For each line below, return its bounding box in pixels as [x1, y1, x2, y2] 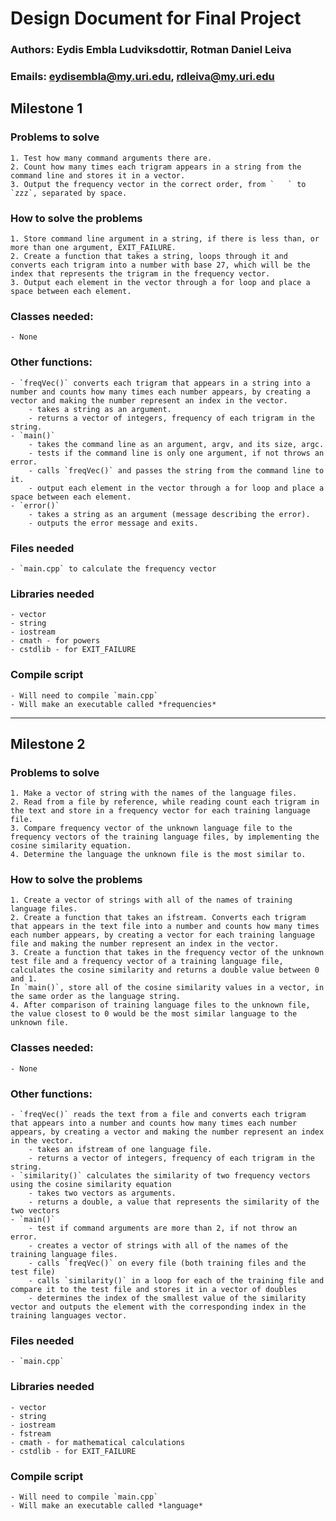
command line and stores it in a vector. [10, 170, 186, 181]
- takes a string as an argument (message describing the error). [28, 509, 311, 519]
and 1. [10, 974, 38, 984]
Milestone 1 [10, 100, 83, 117]
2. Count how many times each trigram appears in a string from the [10, 162, 302, 172]
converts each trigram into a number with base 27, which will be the [10, 260, 311, 271]
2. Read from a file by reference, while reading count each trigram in [10, 797, 320, 807]
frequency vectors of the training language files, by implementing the [10, 832, 320, 842]
